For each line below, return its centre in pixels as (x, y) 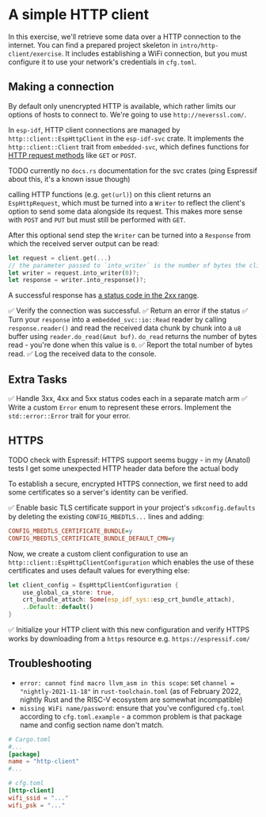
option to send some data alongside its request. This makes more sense (125, 211)
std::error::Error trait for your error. (69, 416)
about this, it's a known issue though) (69, 179)
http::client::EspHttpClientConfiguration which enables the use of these (131, 562)
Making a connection (61, 87)
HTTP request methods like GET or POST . (72, 155)
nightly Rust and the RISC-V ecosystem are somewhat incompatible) (131, 699)
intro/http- (199, 45)
